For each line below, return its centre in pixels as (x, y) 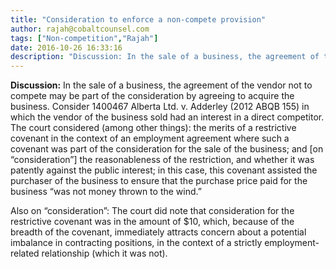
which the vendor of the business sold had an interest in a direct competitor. (167, 117)
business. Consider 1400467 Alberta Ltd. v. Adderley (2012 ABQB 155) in (160, 107)
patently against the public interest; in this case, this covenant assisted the (164, 170)
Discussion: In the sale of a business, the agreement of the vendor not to (161, 85)
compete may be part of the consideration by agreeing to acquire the (152, 96)
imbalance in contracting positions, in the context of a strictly (136, 243)
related (25, 253)
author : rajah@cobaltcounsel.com (80, 29)
